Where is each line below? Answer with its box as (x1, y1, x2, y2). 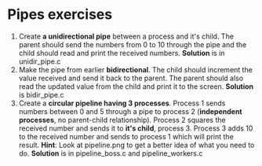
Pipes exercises (7, 6, 113, 24)
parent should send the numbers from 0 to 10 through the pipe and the (18, 39, 247, 49)
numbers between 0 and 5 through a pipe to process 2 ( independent (18, 106, 242, 116)
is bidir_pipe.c (18, 90, 64, 99)
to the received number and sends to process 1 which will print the (18, 131, 235, 141)
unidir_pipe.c (18, 57, 61, 66)
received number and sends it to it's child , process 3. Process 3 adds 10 (18, 124, 253, 133)
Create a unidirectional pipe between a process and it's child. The (18, 31, 235, 41)
